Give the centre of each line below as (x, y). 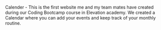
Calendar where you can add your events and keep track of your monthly (80, 18)
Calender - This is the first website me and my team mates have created (79, 7)
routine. (13, 23)
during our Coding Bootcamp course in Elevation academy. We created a (80, 12)
